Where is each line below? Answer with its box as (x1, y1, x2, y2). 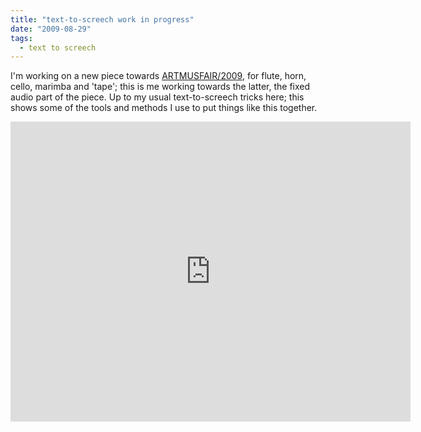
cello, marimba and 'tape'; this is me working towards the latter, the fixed (10, 81, 311, 93)
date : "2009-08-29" (10, 24, 92, 34)
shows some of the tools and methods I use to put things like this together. (10, 102, 318, 114)
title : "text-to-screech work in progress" (10, 14, 195, 25)
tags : (10, 33, 33, 43)
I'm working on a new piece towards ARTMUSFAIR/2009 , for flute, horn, (10, 70, 307, 82)
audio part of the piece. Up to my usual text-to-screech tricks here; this (10, 91, 305, 103)
